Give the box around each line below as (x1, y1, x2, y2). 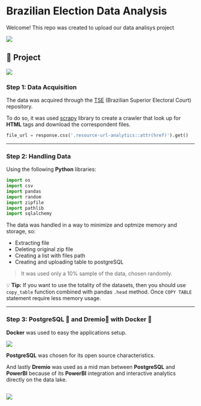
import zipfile (6, 199, 44, 206)
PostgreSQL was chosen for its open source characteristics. (6, 352, 156, 359)
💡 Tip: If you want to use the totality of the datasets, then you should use (6, 282, 187, 289)
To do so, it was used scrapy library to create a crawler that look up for (6, 115, 181, 122)
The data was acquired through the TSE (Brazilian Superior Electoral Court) (6, 97, 191, 104)
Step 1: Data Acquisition (6, 83, 77, 91)
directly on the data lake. (6, 376, 68, 383)
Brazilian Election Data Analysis (6, 4, 167, 18)
